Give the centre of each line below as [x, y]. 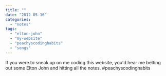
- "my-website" [26, 39]
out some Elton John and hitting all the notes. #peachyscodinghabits [78, 68]
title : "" [16, 10]
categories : [18, 19]
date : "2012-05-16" [26, 15]
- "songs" [20, 48]
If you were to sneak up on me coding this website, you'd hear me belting [83, 62]
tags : [11, 29]
